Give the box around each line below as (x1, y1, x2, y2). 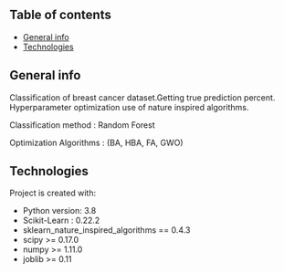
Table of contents (9, 7, 111, 23)
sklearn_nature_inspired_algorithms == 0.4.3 (22, 225, 191, 236)
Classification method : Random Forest (9, 119, 155, 131)
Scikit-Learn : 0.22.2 (22, 215, 100, 226)
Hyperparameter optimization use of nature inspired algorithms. (9, 101, 249, 112)
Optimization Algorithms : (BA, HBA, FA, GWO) (9, 137, 184, 148)
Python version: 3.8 (22, 205, 97, 216)
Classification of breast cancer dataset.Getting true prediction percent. (9, 91, 276, 103)
